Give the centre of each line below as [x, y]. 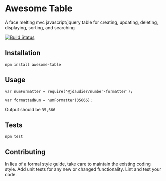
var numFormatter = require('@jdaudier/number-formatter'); [69, 91]
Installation [23, 53]
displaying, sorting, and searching [40, 27]
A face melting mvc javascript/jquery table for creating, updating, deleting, [82, 22]
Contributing [25, 152]
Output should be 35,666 [30, 109]
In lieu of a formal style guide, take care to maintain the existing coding [78, 164]
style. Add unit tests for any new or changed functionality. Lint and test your [83, 169]
